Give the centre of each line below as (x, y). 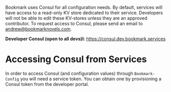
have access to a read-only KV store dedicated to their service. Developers (84, 13)
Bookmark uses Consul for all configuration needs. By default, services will (84, 7)
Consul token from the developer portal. (47, 84)
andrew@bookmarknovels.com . (39, 29)
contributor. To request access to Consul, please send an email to (74, 23)
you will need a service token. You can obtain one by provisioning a (91, 79)
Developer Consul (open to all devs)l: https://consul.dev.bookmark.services (85, 39)
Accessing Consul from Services (76, 59)
